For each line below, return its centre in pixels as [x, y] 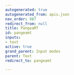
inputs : [13, 38]
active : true [18, 47]
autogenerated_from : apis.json [37, 14]
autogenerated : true [26, 10]
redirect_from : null [26, 24]
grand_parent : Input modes [33, 51]
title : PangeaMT [22, 28]
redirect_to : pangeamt [28, 61]
